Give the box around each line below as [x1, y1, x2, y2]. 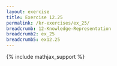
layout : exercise [6, 8, 50, 15]
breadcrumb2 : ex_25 [6, 31, 55, 37]
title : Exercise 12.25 [6, 14, 63, 20]
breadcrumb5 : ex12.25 [6, 37, 61, 43]
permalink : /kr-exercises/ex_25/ [6, 20, 90, 26]
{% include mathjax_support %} [6, 53, 85, 60]
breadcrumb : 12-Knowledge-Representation [6, 25, 112, 32]
